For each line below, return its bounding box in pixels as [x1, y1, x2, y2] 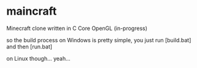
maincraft [6, 4, 57, 18]
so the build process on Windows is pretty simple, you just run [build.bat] [6, 36, 191, 43]
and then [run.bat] [6, 43, 53, 50]
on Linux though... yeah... [6, 55, 71, 62]
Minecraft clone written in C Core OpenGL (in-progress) [6, 25, 148, 32]
